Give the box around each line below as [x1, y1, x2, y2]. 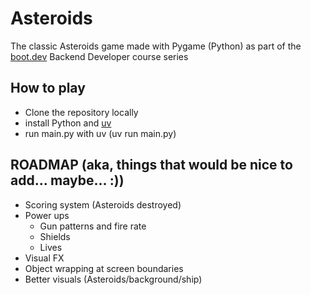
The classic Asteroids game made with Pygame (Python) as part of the [10, 40, 302, 52]
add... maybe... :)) [10, 172, 125, 189]
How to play [10, 80, 86, 97]
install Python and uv [24, 117, 112, 129]
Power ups [24, 209, 70, 221]
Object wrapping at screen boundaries [24, 262, 184, 274]
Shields [39, 230, 71, 242]
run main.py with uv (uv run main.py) [24, 127, 177, 139]
